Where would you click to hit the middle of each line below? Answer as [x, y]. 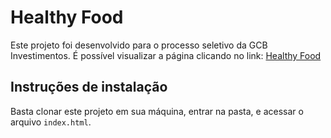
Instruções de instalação [89, 87]
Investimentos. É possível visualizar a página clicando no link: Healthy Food [166, 55]
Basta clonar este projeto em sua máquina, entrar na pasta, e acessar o [157, 111]
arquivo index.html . [51, 122]
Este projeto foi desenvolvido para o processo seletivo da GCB [139, 45]
